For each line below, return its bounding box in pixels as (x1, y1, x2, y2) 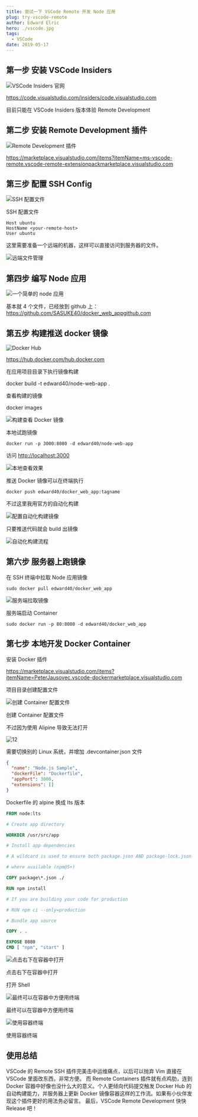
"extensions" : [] (11, 782, 54, 788)
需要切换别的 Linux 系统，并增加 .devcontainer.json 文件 (6, 748, 143, 755)
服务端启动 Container (6, 609, 58, 616)
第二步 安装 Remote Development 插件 (6, 125, 148, 135)
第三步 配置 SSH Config (6, 179, 93, 189)
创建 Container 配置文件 (6, 711, 64, 718)
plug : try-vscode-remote (6, 14, 67, 20)
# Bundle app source (6, 918, 57, 924)
